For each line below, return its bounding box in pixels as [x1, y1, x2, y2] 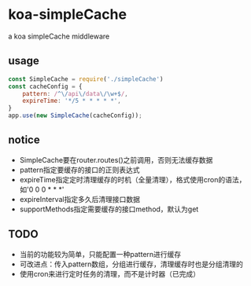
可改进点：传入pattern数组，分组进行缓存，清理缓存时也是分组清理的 [19, 259, 244, 269]
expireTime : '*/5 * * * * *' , [22, 97, 122, 105]
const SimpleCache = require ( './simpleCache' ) [8, 75, 164, 83]
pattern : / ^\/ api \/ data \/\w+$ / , [22, 90, 128, 97]
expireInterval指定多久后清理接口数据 [19, 194, 140, 203]
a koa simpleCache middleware [8, 31, 110, 41]
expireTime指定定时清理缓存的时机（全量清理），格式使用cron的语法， [19, 174, 246, 184]
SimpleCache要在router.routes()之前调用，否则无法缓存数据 [19, 155, 213, 164]
